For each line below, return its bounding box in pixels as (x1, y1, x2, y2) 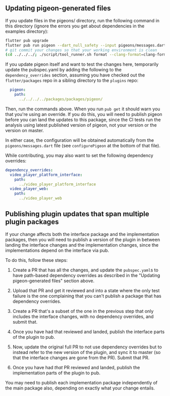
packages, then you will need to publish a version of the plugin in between (5, 236, 160, 243)
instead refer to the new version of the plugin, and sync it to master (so (12, 349, 161, 355)
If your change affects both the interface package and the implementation (5, 231, 159, 237)
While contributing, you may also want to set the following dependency (5, 152, 153, 159)
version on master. (5, 127, 44, 133)
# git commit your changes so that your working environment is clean (5, 48, 157, 53)
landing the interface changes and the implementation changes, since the (5, 242, 159, 248)
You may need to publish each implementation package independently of (5, 379, 158, 385)
